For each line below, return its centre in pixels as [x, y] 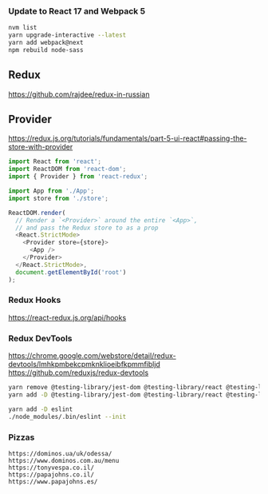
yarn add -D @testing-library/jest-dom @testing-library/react [116, 395]
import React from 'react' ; [55, 161]
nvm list [23, 28]
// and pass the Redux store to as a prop [87, 228]
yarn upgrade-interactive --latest [67, 35]
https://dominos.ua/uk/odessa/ [60, 453]
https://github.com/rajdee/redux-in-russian [79, 94]
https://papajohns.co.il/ [51, 474]
